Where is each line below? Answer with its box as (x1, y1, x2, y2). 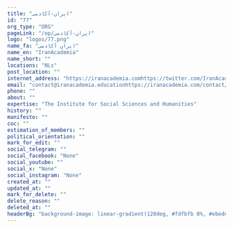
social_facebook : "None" (7, 152, 79, 160)
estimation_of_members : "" (7, 127, 85, 133)
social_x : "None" (7, 165, 58, 172)
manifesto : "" (7, 113, 49, 120)
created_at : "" (7, 178, 51, 185)
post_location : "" (7, 68, 60, 75)
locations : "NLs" (7, 62, 58, 69)
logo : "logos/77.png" (7, 36, 70, 43)
